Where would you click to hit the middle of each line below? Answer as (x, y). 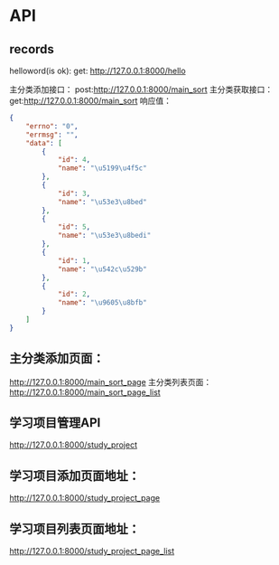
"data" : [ (44, 143)
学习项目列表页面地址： (74, 528)
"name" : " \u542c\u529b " (102, 269)
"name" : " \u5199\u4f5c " (102, 168)
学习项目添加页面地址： (74, 476)
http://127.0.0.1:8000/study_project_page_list (92, 551)
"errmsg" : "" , (52, 135)
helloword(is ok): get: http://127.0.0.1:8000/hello (98, 71)
